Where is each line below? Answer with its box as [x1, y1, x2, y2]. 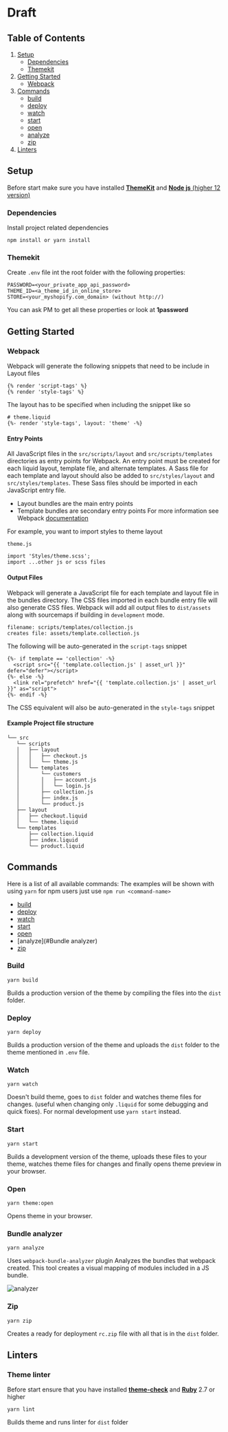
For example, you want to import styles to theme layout [7, 527, 163, 536]
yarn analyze [7, 1244, 45, 1252]
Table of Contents [7, 32, 86, 44]
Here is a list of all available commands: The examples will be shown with [7, 879, 214, 888]
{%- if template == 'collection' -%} [7, 655, 115, 662]
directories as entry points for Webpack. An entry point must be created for [7, 457, 220, 465]
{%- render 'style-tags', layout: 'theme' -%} [7, 420, 143, 427]
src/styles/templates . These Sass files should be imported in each [7, 479, 198, 487]
